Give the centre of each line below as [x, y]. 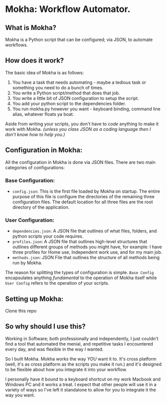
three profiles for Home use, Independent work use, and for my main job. [87, 252]
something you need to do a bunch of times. [58, 87]
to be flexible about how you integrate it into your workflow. [66, 369]
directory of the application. [41, 207]
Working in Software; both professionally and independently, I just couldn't [82, 339]
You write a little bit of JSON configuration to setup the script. [76, 98]
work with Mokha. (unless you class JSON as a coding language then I [78, 129]
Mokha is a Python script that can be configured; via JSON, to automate [79, 39]
